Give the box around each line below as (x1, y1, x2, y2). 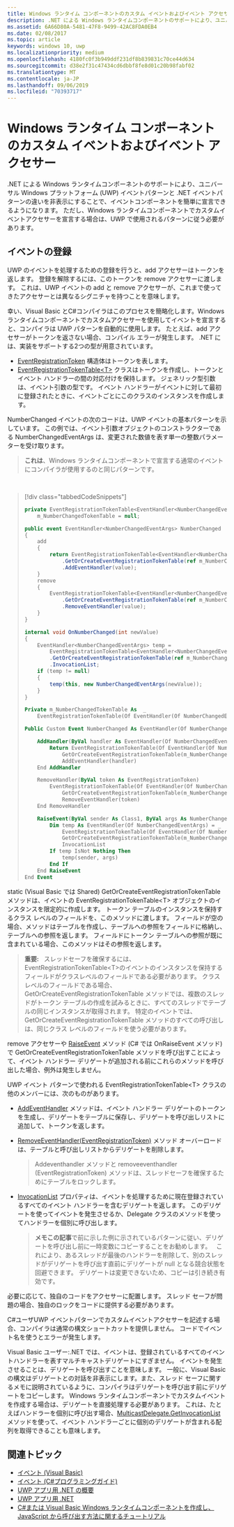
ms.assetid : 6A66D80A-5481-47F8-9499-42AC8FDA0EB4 (7, 23, 157, 30)
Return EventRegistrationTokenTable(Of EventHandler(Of (49, 744, 215, 751)
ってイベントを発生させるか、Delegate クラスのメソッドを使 (41, 1210, 216, 1218)
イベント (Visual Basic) (17, 1468, 84, 1477)
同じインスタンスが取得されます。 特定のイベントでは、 (36, 1007, 196, 1015)
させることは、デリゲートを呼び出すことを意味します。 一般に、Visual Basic (7, 1365, 226, 1373)
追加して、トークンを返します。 (17, 1121, 109, 1129)
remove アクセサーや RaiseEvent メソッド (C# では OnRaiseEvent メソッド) (7, 1039, 223, 1048)
